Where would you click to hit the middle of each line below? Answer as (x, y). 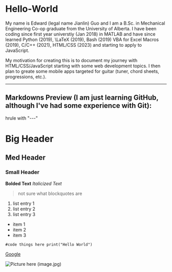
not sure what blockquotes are (50, 193)
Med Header (26, 158)
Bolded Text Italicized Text (34, 183)
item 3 (19, 235)
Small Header (23, 172)
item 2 (19, 229)
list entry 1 (24, 203)
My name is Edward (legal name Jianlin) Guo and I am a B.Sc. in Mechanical (85, 23)
